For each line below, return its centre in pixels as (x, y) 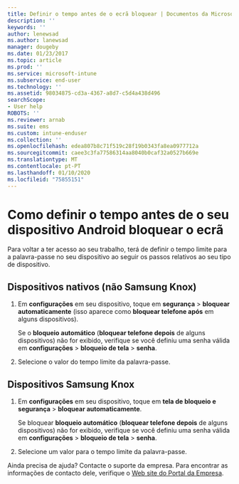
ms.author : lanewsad (38, 41)
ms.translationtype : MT (43, 160)
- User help (25, 107)
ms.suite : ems (28, 126)
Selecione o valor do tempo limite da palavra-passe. (94, 362)
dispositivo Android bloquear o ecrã (116, 230)
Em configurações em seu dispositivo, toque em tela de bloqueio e (117, 401)
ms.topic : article (34, 60)
